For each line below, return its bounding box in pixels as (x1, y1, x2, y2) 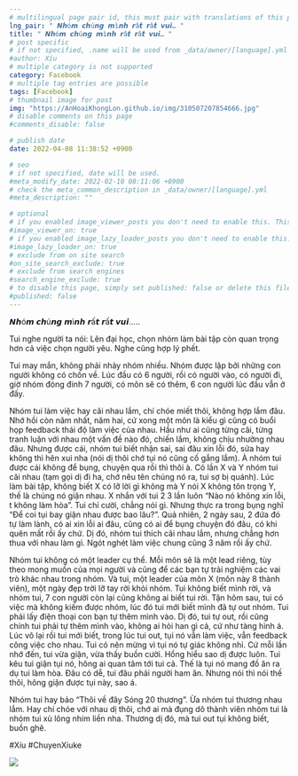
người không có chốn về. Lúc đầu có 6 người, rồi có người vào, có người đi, (9, 369, 283, 380)
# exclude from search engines (9, 267, 125, 276)
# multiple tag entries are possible (9, 79, 149, 88)
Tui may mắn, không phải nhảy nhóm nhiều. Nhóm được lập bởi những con (9, 360, 281, 371)
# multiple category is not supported (9, 63, 153, 72)
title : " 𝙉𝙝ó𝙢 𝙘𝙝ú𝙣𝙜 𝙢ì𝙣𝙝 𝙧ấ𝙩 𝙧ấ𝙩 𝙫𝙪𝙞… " (9, 29, 173, 38)
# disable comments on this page (9, 112, 133, 121)
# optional (9, 209, 50, 218)
